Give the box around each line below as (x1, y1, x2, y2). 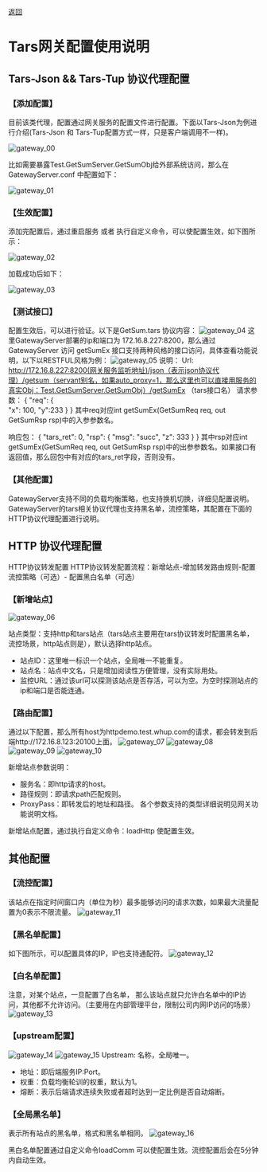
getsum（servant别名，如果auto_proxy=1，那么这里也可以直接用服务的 (25, 375, 257, 385)
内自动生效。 (8, 1155, 50, 1165)
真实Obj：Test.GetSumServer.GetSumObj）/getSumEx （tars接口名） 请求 (8, 386, 251, 395)
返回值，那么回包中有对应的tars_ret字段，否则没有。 (8, 453, 180, 462)
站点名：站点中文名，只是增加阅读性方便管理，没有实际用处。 (19, 665, 222, 675)
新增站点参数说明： (8, 762, 72, 772)
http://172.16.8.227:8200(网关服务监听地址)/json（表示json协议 (8, 366, 213, 375)
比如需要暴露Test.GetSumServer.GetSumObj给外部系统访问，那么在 (8, 159, 229, 169)
